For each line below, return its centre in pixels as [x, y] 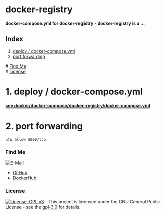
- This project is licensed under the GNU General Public [103, 202]
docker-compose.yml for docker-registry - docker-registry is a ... [75, 23]
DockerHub [24, 178]
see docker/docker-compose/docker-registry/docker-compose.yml [78, 105]
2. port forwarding [44, 126]
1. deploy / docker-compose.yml [74, 92]
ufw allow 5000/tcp [26, 139]
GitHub [20, 172]
